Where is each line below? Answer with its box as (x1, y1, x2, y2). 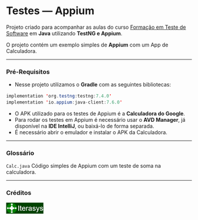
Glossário (6, 149, 34, 157)
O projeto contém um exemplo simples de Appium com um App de (6, 41, 169, 48)
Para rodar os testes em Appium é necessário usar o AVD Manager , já (14, 116, 186, 123)
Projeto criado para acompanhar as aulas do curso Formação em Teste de (6, 24, 186, 31)
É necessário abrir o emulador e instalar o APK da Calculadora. (14, 128, 168, 136)
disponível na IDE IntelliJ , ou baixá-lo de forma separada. (14, 122, 154, 129)
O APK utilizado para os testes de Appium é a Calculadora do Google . (14, 110, 186, 117)
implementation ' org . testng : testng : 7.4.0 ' (6, 93, 112, 99)
